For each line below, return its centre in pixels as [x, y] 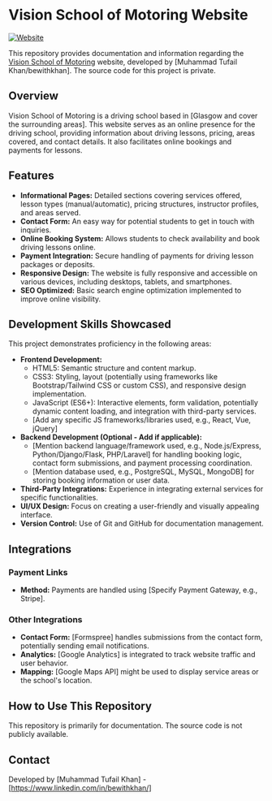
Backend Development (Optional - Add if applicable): [111, 437]
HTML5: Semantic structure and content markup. [114, 368]
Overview [34, 96]
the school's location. [56, 681]
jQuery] [45, 429]
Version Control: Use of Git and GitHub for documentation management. [142, 524]
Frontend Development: [61, 360]
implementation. [59, 394]
